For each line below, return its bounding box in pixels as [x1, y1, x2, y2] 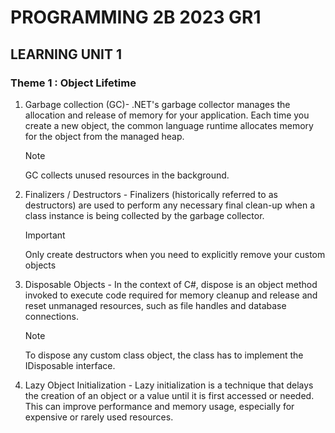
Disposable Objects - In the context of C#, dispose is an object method [24, 278, 318, 290]
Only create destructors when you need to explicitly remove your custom [24, 248, 326, 260]
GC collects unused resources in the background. [24, 169, 230, 181]
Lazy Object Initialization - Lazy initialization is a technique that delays [24, 379, 314, 391]
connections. [24, 310, 79, 322]
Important [24, 229, 66, 241]
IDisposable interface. [24, 359, 116, 371]
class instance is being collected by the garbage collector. [24, 209, 265, 221]
